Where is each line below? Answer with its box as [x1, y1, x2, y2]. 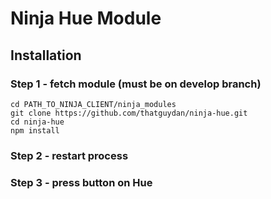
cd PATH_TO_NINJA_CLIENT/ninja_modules [10, 99, 177, 109]
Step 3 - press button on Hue [10, 175, 153, 189]
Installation [10, 47, 82, 64]
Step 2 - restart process [10, 148, 129, 162]
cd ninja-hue [10, 117, 65, 127]
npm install [10, 125, 60, 136]
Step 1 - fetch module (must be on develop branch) [10, 77, 262, 91]
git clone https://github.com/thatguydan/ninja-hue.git [10, 108, 248, 118]
